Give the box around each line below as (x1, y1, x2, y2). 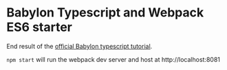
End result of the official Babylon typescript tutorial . (6, 42, 153, 50)
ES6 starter (6, 19, 73, 35)
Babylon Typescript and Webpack (6, 5, 204, 21)
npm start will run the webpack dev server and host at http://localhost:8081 (6, 55, 221, 63)
